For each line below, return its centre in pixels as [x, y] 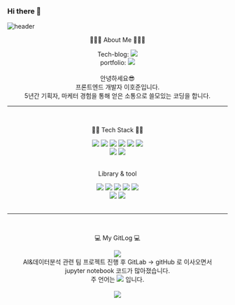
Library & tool [117, 173]
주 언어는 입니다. [117, 280]
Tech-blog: [113, 55]
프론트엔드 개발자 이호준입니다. [117, 87]
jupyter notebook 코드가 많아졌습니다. [117, 271]
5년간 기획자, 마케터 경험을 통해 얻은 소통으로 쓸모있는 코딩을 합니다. [117, 96]
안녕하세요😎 [117, 78]
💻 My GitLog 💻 [117, 238]
